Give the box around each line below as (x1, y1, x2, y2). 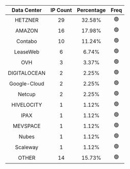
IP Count (50, 7, 72, 13)
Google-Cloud (9, 80, 45, 87)
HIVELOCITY (11, 101, 42, 108)
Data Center (11, 7, 42, 13)
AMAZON (15, 27, 38, 34)
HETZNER (14, 16, 39, 24)
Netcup (17, 90, 36, 98)
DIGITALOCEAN (8, 69, 46, 77)
